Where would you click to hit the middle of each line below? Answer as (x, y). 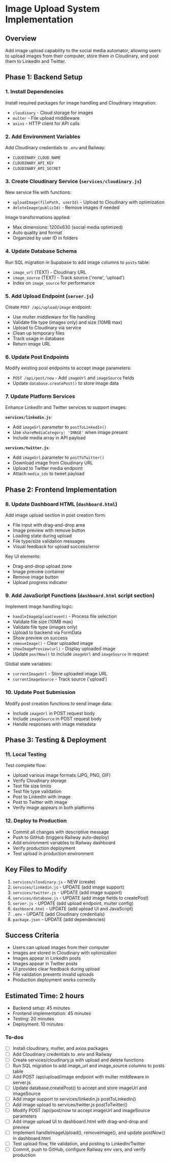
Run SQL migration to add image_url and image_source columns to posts (89, 1066)
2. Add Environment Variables (43, 136)
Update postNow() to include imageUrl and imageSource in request (80, 654)
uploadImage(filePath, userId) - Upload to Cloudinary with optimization (89, 202)
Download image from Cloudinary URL (53, 463)
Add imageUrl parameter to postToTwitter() (58, 458)
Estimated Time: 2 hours (45, 996)
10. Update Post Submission (41, 692)
